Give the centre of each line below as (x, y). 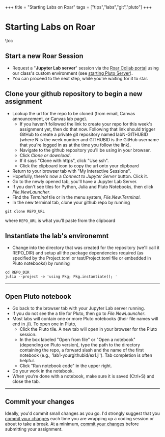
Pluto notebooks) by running (41, 263)
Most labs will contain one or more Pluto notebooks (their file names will (85, 319)
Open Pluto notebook (38, 297)
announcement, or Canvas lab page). (50, 119)
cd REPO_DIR (17, 273)
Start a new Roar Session (44, 56)
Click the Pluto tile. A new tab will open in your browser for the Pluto (88, 329)
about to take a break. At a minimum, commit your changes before (72, 424)
